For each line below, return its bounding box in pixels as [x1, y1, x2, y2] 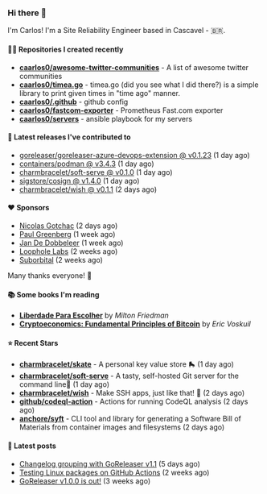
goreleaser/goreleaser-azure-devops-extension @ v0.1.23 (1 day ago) [18, 150, 250, 160]
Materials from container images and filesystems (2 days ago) [18, 422, 225, 432]
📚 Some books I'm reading [7, 289, 100, 299]
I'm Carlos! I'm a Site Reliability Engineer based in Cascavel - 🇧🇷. [7, 26, 226, 35]
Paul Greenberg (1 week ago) [18, 229, 116, 239]
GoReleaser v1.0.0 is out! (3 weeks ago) [18, 475, 151, 486]
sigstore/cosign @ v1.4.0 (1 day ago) [18, 176, 140, 185]
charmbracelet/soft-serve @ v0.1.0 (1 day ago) [18, 167, 174, 176]
